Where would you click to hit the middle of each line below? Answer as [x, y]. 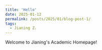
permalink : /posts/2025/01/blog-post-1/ [48, 19]
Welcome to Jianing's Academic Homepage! [51, 42]
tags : [11, 24]
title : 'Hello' [21, 10]
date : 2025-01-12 [23, 14]
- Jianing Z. [23, 28]
